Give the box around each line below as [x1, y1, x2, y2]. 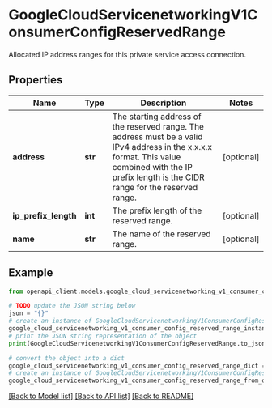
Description [140, 97, 187, 108]
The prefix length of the [112, 205, 202, 216]
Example [8, 266, 53, 280]
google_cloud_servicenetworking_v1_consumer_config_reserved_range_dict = [8, 362, 266, 370]
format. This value [112, 151, 181, 163]
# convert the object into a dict [8, 354, 125, 362]
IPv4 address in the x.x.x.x [112, 141, 213, 152]
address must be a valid [112, 131, 203, 142]
